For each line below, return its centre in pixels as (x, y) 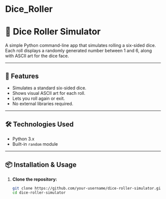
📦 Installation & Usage (41, 165)
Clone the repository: (35, 179)
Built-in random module (35, 144)
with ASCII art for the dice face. (37, 56)
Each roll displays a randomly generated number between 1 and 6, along (79, 51)
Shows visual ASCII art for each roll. (49, 93)
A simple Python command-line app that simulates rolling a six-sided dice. (81, 45)
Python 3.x (23, 139)
